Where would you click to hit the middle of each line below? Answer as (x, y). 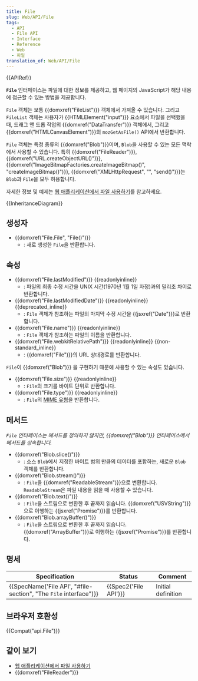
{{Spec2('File (125, 586)
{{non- (162, 342)
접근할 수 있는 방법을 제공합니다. (49, 97)
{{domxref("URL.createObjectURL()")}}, (54, 158)
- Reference (26, 45)
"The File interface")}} (67, 594)
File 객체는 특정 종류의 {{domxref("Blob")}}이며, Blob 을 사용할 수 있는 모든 (93, 144)
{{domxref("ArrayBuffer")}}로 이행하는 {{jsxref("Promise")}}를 (97, 531)
